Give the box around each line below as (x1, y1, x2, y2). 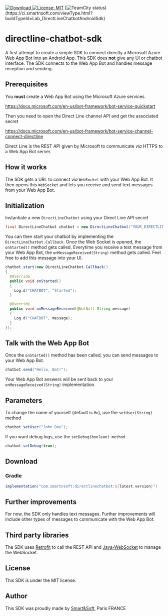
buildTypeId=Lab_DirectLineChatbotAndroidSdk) (5, 16, 105, 21)
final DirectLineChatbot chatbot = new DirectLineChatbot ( (5, 224, 131, 229)
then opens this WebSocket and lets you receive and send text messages (5, 181, 153, 188)
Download (5, 457, 37, 466)
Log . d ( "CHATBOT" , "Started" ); (14, 288, 77, 293)
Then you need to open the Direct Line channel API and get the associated (5, 113, 158, 119)
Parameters (5, 396, 42, 405)
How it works (5, 163, 47, 172)
